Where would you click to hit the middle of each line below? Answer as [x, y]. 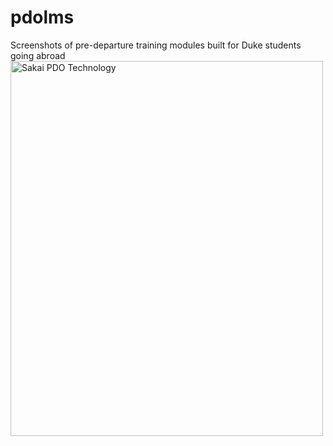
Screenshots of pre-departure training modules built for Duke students [156, 45]
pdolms [42, 17]
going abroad [38, 55]
